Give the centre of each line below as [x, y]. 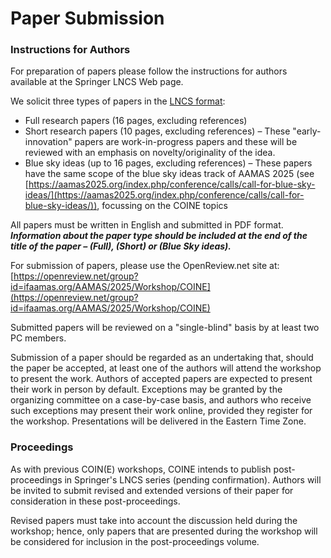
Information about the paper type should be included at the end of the [159, 236]
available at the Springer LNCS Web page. [97, 82]
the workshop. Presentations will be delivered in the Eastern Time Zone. [158, 421]
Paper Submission [87, 18]
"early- [307, 131]
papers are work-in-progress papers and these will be [186, 142]
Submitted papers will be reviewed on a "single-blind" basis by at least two [165, 328]
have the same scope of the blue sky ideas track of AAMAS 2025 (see [169, 174]
